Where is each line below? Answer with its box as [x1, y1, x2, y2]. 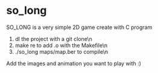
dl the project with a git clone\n [14, 35, 92, 42]
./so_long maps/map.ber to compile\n [14, 48, 109, 55]
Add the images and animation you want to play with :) [6, 60, 142, 67]
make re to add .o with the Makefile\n [14, 42, 107, 49]
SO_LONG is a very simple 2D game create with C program [6, 24, 153, 31]
